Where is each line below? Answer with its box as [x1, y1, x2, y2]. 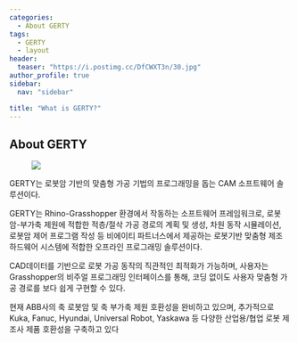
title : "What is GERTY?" [9, 103, 102, 112]
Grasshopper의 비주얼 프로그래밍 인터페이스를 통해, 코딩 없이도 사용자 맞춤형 [9, 272, 278, 282]
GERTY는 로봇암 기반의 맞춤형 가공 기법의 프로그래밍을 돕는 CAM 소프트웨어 [9, 178, 275, 189]
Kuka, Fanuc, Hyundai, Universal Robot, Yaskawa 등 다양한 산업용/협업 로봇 [9, 313, 281, 323]
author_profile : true [9, 71, 90, 80]
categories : [9, 12, 54, 22]
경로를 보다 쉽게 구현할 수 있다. [18, 282, 126, 294]
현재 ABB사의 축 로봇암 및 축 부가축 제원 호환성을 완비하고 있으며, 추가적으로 [9, 302, 275, 313]
